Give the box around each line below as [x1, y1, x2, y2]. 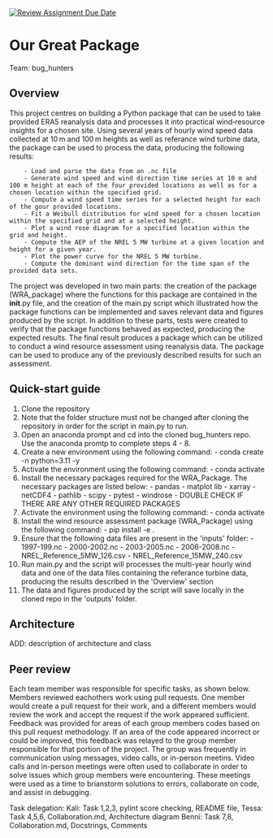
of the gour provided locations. [9, 202, 123, 211]
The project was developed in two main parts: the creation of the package [9, 280, 257, 290]
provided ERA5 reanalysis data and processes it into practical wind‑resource [9, 116, 265, 126]
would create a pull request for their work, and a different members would [9, 701, 257, 711]
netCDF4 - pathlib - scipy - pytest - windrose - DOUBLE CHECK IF [20, 490, 244, 500]
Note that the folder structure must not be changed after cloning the [20, 412, 249, 422]
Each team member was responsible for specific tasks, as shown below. [9, 684, 250, 694]
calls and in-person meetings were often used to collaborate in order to [9, 762, 248, 771]
